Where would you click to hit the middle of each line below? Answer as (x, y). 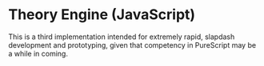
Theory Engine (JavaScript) (102, 15)
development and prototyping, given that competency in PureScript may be (132, 45)
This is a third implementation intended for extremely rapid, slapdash (122, 37)
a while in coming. (38, 53)
